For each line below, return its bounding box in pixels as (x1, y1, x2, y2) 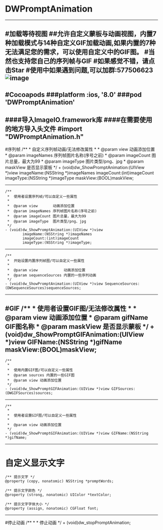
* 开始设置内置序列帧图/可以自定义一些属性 (7, 258, 85, 263)
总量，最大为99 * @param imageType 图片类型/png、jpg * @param (9, 158, 144, 164)
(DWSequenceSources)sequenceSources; (5, 285, 81, 290)
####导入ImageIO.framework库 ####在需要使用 (5, 116, 152, 124)
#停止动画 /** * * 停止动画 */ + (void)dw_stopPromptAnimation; (5, 520, 131, 526)
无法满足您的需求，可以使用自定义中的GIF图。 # (5, 48, 149, 56)
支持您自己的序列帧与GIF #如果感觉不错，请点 (17, 57, 155, 65)
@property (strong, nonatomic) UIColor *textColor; (5, 493, 112, 498)
